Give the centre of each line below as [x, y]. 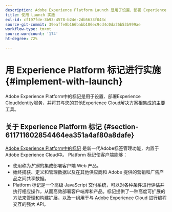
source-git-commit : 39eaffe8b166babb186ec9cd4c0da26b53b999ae [73, 24]
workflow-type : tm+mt [28, 29]
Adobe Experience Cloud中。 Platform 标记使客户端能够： [67, 155]
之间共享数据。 [33, 178]
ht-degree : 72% [21, 39]
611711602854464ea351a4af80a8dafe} [70, 135]
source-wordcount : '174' [32, 34]
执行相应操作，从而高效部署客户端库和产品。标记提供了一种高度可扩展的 [89, 191]
